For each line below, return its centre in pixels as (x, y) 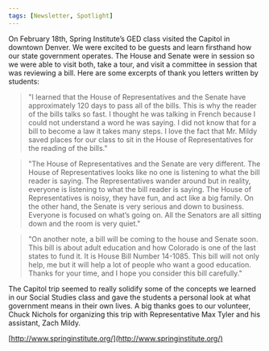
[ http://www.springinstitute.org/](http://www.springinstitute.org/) (116, 338)
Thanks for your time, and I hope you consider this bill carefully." (135, 273)
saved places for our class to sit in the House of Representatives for (141, 139)
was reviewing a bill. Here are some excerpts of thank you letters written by (134, 72)
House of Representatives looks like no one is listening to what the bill (144, 172)
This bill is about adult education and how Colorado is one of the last (142, 247)
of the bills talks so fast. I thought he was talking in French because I (142, 114)
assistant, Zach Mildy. (44, 323)
